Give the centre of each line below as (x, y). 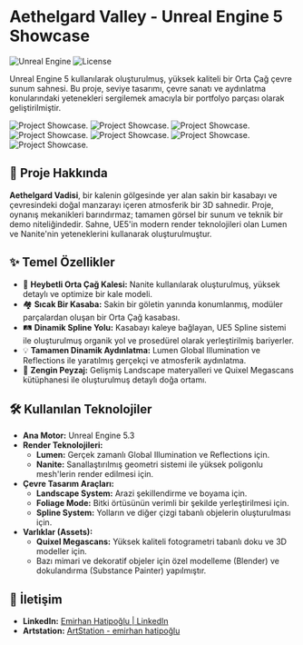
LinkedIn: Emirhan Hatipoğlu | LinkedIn (96, 621)
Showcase (50, 36)
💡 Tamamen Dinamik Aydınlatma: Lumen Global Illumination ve (142, 350)
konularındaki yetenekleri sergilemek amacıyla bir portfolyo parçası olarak (147, 98)
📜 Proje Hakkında (59, 173)
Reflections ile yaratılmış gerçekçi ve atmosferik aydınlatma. (134, 360)
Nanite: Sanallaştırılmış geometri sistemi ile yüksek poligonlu (149, 464)
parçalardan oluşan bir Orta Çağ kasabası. (101, 317)
